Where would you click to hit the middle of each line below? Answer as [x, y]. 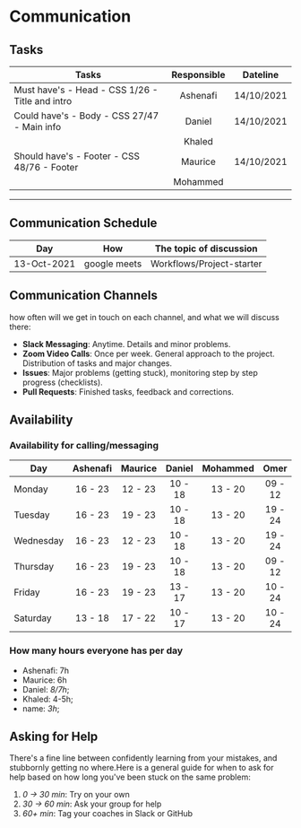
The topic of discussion [206, 248]
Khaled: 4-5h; [47, 699]
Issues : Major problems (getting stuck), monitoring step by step [140, 372]
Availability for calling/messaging [84, 445]
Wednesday [39, 541]
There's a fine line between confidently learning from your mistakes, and [143, 758]
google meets [113, 264]
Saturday [33, 618]
